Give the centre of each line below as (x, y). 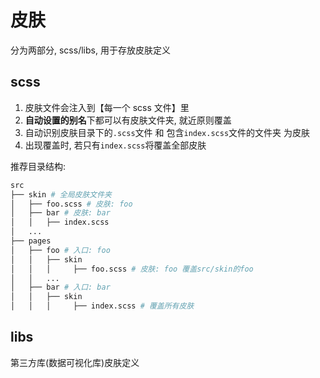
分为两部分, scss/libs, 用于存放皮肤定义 (90, 50)
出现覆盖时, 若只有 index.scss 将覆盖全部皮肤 (115, 145)
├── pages (31, 241)
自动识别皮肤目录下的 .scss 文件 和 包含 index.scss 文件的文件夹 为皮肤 (167, 132)
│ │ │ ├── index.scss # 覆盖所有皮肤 (102, 306)
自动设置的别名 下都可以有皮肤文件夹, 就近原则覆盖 (128, 120)
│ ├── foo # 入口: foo (60, 250)
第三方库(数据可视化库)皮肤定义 (75, 362)
